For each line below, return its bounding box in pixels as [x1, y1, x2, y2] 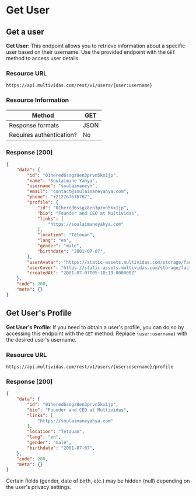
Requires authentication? [9, 130, 77, 139]
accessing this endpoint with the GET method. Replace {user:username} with [6, 330, 188, 337]
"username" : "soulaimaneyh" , [27, 183, 98, 189]
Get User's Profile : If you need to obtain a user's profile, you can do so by [6, 323, 184, 330]
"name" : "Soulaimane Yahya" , [27, 178, 98, 184]
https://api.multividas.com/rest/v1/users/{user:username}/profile [6, 364, 174, 370]
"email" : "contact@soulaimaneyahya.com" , [27, 188, 129, 195]
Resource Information [6, 96, 69, 104]
